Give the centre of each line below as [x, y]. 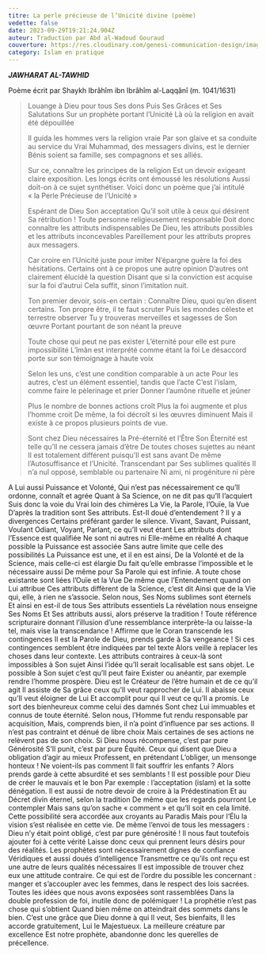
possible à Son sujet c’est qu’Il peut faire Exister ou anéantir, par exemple [127, 673]
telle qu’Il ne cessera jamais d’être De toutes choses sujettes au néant [141, 447]
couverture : [28, 45]
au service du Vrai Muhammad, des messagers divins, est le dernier [139, 146]
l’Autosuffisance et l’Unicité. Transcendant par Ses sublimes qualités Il [142, 464]
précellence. [28, 943]
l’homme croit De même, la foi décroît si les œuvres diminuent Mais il [140, 414]
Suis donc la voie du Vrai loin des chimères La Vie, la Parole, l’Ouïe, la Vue [129, 504]
